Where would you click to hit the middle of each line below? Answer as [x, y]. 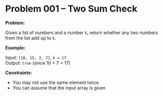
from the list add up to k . [31, 38]
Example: [15, 47]
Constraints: [19, 73]
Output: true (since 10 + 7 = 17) [38, 63]
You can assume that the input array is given [59, 88]
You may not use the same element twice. [56, 82]
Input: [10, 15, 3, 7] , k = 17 [36, 57]
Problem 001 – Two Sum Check [71, 9]
